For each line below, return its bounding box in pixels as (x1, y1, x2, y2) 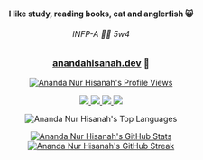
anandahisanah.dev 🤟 (52, 56, 150, 69)
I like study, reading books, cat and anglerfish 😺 (8, 8, 194, 19)
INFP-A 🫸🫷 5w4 (72, 29, 130, 40)
